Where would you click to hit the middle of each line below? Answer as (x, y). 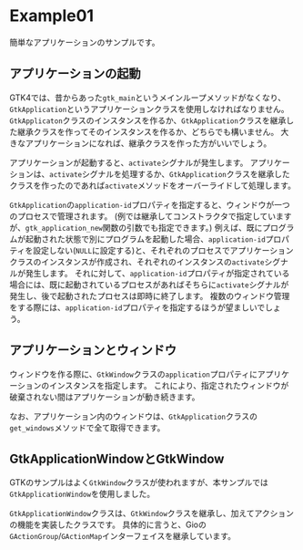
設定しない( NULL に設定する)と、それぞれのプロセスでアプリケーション (163, 250)
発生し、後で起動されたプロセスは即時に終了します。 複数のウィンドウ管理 (150, 296)
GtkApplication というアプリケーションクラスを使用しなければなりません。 (149, 109)
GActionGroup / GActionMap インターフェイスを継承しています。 (123, 536)
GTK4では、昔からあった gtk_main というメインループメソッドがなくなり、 (148, 98)
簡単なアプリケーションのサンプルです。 (85, 42)
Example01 (51, 16)
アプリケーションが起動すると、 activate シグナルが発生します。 (129, 162)
